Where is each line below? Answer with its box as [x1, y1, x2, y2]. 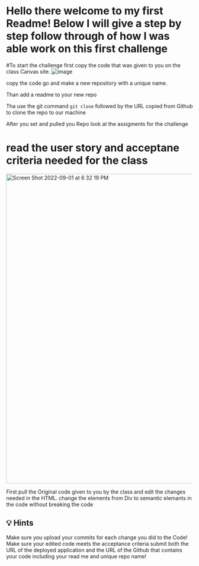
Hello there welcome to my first [6, 4, 163, 18]
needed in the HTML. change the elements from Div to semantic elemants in [6, 494, 192, 501]
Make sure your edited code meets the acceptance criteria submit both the [6, 540, 189, 547]
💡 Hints [6, 518, 34, 528]
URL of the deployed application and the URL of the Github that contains [6, 546, 182, 554]
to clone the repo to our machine [6, 109, 86, 116]
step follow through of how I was [6, 30, 170, 43]
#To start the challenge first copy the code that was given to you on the [6, 61, 181, 69]
